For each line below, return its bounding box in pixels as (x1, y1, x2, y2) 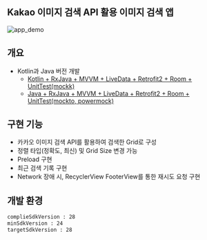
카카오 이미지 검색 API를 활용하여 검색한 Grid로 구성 (17, 138, 157, 147)
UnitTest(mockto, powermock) (27, 96, 115, 105)
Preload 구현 (17, 155, 52, 164)
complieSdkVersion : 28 (7, 214, 76, 221)
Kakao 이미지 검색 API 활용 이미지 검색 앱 (7, 6, 174, 19)
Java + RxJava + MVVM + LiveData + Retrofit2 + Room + (27, 89, 190, 98)
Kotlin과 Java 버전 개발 (17, 66, 81, 75)
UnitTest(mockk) (27, 82, 75, 90)
